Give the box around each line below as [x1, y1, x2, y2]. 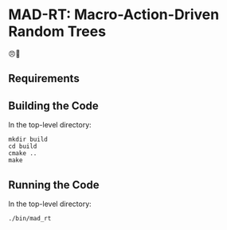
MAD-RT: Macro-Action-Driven [8, 6, 220, 24]
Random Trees [8, 22, 106, 41]
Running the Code [8, 177, 100, 192]
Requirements [8, 72, 80, 85]
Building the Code [8, 99, 100, 112]
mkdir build [8, 135, 48, 144]
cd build [8, 142, 37, 150]
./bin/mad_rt [8, 214, 52, 222]
